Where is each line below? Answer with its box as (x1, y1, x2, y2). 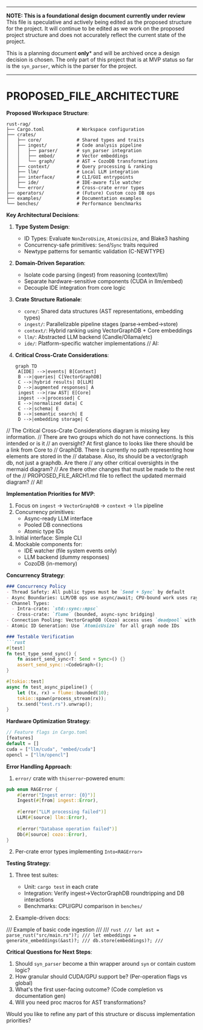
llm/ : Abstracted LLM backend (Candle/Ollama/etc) (24, 333, 153, 340)
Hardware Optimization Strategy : (6, 718, 91, 725)
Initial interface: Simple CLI (14, 534, 82, 541)
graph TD (14, 363, 37, 369)
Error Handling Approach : (6, 763, 72, 770)
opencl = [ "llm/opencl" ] (6, 752, 69, 758)
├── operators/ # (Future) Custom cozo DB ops (6, 190, 155, 196)
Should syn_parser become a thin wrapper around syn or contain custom (14, 960, 196, 968)
